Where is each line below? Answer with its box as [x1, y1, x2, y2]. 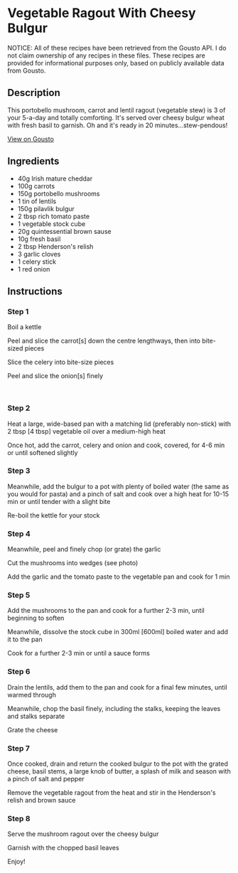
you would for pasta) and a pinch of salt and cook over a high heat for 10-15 [7, 489, 229, 498]
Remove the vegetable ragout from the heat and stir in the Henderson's [7, 788, 216, 797]
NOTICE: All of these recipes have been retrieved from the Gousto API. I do [7, 43, 227, 52]
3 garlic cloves [17, 250, 61, 258]
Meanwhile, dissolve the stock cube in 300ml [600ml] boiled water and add [7, 628, 229, 636]
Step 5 [7, 590, 31, 600]
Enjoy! [7, 857, 26, 866]
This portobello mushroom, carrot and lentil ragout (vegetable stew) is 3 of [7, 105, 226, 114]
